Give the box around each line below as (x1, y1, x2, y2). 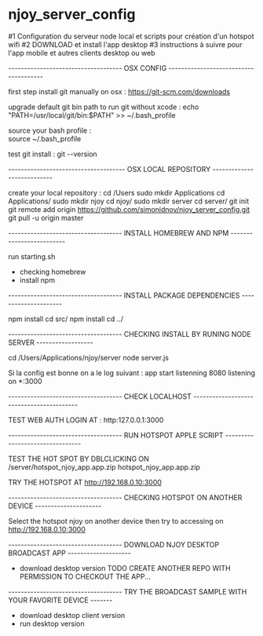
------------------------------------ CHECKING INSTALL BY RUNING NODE (8, 329, 251, 338)
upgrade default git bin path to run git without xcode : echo (8, 102, 199, 111)
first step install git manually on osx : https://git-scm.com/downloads (8, 86, 230, 96)
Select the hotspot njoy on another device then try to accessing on (8, 516, 224, 525)
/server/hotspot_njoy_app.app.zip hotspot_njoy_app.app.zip (8, 462, 200, 472)
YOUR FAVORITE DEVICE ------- (8, 595, 113, 605)
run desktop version (19, 619, 85, 628)
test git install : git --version (8, 149, 98, 159)
